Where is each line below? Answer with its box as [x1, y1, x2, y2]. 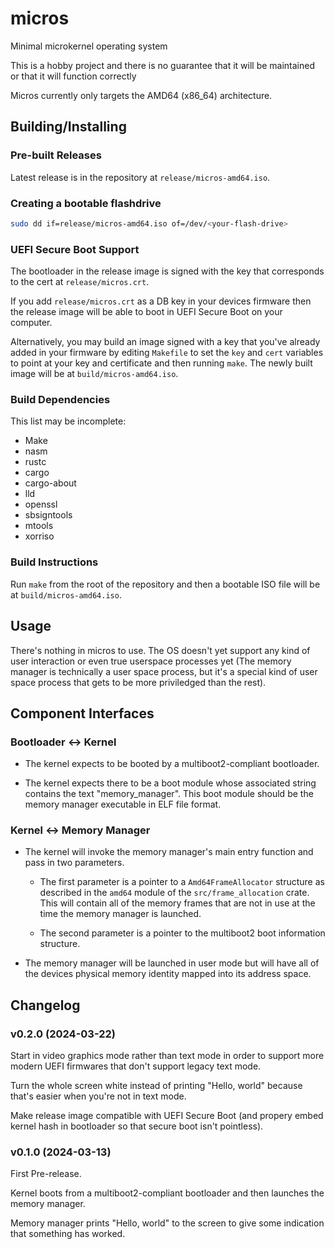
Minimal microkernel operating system [10, 40, 168, 52]
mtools [24, 520, 54, 532]
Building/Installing [10, 118, 127, 136]
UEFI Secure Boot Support [10, 242, 140, 256]
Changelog [10, 997, 81, 1014]
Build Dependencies [10, 393, 111, 407]
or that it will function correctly [10, 70, 137, 82]
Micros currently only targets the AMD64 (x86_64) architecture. [10, 89, 273, 101]
